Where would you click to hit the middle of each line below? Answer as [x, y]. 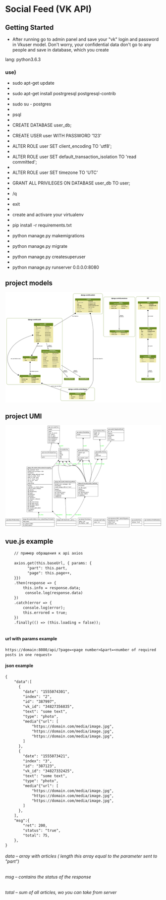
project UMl [24, 416]
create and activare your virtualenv [48, 215]
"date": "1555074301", [46, 692]
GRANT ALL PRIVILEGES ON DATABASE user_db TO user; [71, 183]
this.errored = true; [45, 613]
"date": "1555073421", [46, 756]
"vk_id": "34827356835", [49, 706]
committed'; [25, 162]
